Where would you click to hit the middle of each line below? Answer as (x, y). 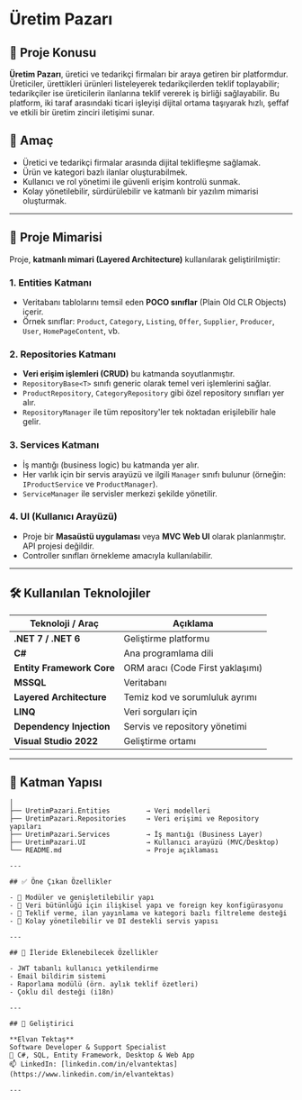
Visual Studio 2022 (56, 741)
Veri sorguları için (160, 712)
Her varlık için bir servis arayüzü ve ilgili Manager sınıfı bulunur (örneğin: (154, 474)
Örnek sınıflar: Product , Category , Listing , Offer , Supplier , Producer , (149, 321)
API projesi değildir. (58, 546)
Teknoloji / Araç (65, 623)
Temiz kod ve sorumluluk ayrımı (191, 696)
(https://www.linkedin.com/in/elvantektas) (92, 1075)
